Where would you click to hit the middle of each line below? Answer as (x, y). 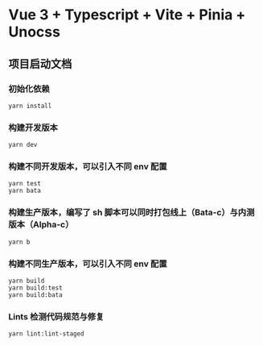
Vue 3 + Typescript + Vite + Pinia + (127, 15)
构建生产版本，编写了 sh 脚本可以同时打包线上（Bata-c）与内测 (131, 213)
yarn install (30, 106)
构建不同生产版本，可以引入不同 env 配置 (88, 264)
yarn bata (25, 191)
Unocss (34, 32)
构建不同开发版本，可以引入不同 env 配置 (88, 167)
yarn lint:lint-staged (46, 334)
